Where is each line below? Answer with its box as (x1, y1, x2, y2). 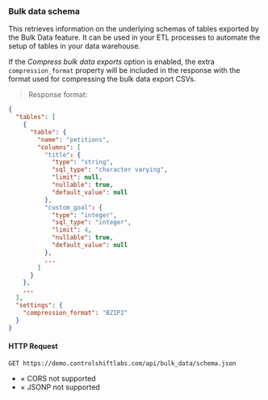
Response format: (27, 90, 88, 100)
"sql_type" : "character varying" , (51, 166, 168, 174)
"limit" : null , (51, 173, 103, 181)
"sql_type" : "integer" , (51, 219, 132, 227)
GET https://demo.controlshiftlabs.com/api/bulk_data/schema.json (8, 359, 237, 368)
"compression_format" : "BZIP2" (23, 309, 128, 317)
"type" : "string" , (51, 158, 114, 167)
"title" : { (44, 151, 82, 159)
